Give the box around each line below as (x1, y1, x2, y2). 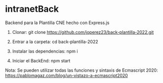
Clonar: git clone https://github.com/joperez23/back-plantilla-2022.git (12, 29, 154, 35)
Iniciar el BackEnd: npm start (12, 57, 71, 63)
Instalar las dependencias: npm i (12, 48, 78, 54)
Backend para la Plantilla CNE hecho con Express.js (5, 20, 109, 26)
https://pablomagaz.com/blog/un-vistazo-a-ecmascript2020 (5, 72, 128, 78)
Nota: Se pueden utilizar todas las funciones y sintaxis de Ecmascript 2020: (5, 67, 158, 73)
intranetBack (5, 3, 59, 15)
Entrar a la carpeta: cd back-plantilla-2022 (12, 38, 98, 45)
